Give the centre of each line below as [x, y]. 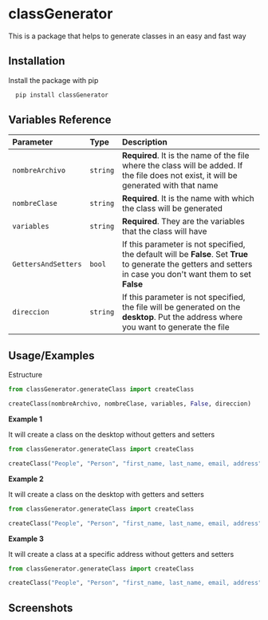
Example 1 [25, 419]
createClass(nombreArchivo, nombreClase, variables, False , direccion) [130, 404]
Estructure [25, 375]
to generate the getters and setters [187, 264]
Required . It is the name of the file [186, 156]
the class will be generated [173, 208]
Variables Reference [60, 120]
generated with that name [170, 186]
